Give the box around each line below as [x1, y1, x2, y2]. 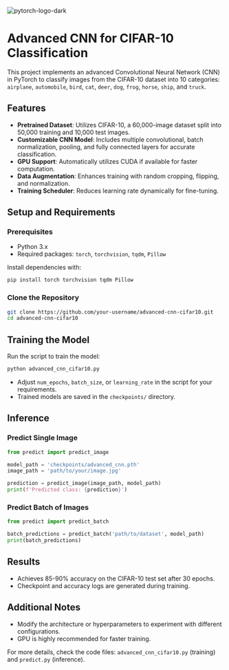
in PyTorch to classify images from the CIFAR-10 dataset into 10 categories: [7, 75, 220, 83]
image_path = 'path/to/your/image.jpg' [7, 468, 122, 475]
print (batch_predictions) [7, 537, 81, 544]
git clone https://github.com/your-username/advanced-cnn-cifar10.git [7, 308, 214, 316]
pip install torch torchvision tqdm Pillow [7, 277, 134, 283]
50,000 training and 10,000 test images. [17, 128, 131, 136]
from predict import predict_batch [7, 518, 109, 526]
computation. [17, 164, 55, 173]
